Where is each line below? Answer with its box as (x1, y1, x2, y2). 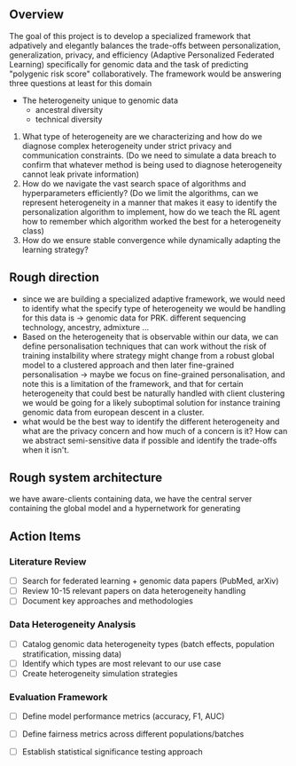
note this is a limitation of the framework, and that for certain (21, 378, 244, 389)
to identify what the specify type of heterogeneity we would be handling (21, 303, 286, 313)
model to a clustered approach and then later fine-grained (21, 359, 235, 370)
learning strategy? (21, 244, 89, 255)
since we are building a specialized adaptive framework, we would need (21, 293, 285, 304)
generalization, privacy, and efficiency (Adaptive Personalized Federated (9, 49, 275, 60)
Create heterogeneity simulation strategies (21, 667, 178, 678)
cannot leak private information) (21, 169, 140, 179)
